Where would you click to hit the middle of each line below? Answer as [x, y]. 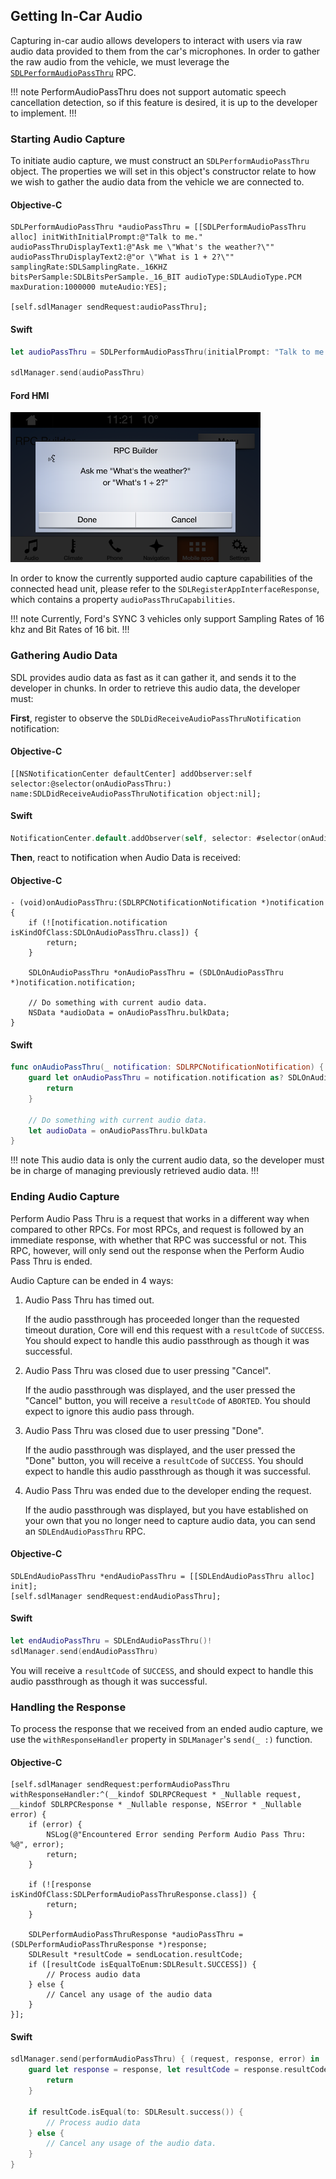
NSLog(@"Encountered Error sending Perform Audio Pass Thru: [176, 1835]
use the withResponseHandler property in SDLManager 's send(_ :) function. [161, 1740]
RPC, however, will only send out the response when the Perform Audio [157, 1250]
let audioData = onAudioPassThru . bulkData [118, 1130]
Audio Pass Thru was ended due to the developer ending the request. [168, 1490]
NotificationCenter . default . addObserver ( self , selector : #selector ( [156, 839]
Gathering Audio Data [64, 656]
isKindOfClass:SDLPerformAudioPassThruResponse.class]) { [133, 1895]
